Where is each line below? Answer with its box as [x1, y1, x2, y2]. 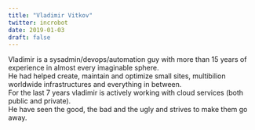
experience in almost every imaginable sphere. [8, 63, 159, 73]
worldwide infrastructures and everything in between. [8, 80, 182, 89]
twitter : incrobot [8, 19, 68, 27]
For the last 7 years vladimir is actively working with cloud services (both [8, 88, 244, 98]
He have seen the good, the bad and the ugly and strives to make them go [8, 105, 248, 114]
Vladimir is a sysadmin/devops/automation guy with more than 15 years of [8, 55, 247, 64]
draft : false [8, 33, 51, 42]
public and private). [8, 96, 71, 106]
